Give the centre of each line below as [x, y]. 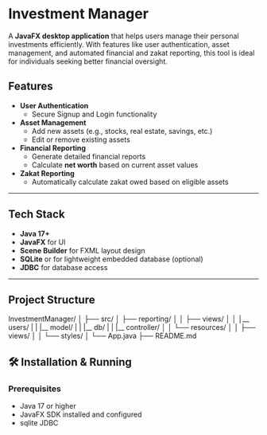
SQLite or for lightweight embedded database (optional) [112, 259]
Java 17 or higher [48, 406]
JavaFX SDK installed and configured [81, 414]
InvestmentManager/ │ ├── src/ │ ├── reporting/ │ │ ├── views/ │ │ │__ [129, 319]
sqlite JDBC [39, 423]
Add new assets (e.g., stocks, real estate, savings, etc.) [122, 131]
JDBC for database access [64, 267]
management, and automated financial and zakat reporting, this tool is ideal [132, 53]
